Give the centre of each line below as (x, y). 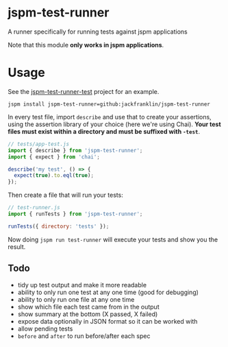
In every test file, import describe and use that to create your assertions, (110, 117)
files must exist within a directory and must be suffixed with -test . (104, 131)
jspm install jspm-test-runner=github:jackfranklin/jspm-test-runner (109, 104)
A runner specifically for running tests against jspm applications (98, 32)
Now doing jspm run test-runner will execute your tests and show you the (113, 239)
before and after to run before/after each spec (84, 336)
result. (17, 247)
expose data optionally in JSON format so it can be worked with (107, 321)
